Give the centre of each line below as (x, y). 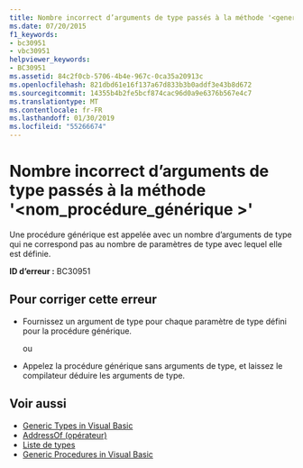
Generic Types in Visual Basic (78, 426)
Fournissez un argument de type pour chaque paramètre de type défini (154, 321)
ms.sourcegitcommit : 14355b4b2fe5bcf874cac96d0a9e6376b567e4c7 (131, 93)
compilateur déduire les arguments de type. (104, 375)
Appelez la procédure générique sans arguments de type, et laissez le (152, 365)
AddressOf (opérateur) (64, 435)
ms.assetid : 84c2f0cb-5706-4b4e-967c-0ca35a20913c (106, 77)
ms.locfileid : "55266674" (58, 127)
